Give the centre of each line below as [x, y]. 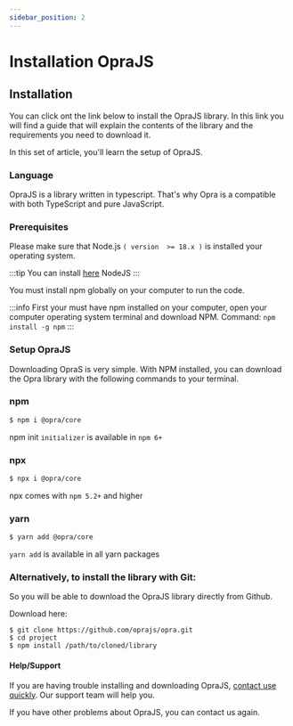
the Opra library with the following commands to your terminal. [124, 379]
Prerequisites [39, 226]
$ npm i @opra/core [45, 420]
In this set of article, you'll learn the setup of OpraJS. [106, 151]
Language [32, 175]
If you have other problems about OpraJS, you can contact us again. [134, 712]
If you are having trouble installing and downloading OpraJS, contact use [143, 685]
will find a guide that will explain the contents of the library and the [131, 125]
